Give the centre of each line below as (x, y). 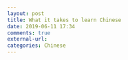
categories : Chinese (37, 46)
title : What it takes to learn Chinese (64, 20)
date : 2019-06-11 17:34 (41, 26)
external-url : (28, 39)
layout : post (26, 13)
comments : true (29, 33)
